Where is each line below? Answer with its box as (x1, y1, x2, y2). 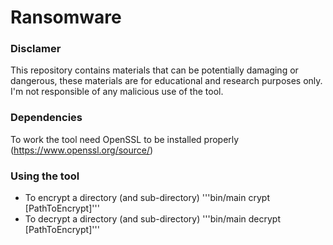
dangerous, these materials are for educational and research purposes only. (10, 75, 323, 87)
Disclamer (10, 42, 62, 56)
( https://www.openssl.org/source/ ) (10, 144, 154, 156)
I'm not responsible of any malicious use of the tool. (10, 86, 224, 98)
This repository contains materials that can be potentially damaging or (10, 64, 299, 76)
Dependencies (10, 111, 83, 125)
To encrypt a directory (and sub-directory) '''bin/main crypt (24, 192, 270, 204)
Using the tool (10, 169, 80, 183)
